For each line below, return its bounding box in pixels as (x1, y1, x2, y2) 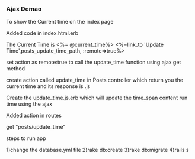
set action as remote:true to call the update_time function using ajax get (6, 59, 181, 66)
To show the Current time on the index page (6, 18, 114, 25)
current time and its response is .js (6, 83, 91, 90)
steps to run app (6, 135, 46, 142)
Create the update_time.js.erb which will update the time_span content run (6, 94, 188, 102)
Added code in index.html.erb (6, 30, 79, 37)
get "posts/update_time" (6, 124, 66, 131)
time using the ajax (6, 100, 52, 108)
